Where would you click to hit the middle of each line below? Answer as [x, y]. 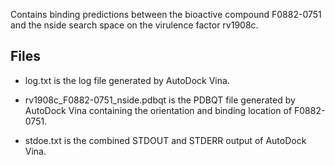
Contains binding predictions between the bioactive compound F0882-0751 [166, 14]
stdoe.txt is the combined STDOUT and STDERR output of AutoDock [165, 140]
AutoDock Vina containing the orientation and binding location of [158, 110]
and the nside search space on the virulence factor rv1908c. [134, 25]
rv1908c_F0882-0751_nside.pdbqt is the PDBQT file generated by [160, 100]
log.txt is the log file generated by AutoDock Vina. [127, 80]
